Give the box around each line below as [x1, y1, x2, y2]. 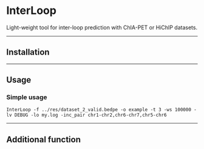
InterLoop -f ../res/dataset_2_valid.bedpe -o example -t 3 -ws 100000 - [6, 107, 197, 113]
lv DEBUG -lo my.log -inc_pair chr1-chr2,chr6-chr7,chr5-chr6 [6, 112, 167, 119]
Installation [6, 47, 50, 58]
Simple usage [6, 93, 47, 102]
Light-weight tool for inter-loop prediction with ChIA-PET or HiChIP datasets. [6, 24, 198, 31]
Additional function [6, 134, 81, 145]
